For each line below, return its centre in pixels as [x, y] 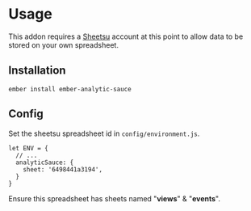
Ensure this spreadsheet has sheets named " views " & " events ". [114, 198]
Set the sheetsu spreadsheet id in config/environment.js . [104, 133]
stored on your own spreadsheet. [64, 44]
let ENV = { [28, 148]
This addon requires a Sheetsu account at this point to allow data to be [126, 36]
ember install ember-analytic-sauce [70, 89]
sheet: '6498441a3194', [63, 169]
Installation [37, 71]
